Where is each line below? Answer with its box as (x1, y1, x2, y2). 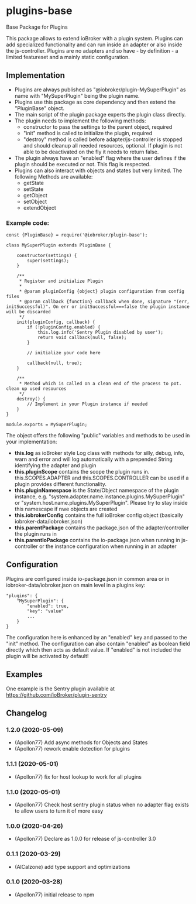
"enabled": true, (27, 603, 69, 609)
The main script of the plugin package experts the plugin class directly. (14, 111, 186, 118)
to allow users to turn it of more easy (14, 807, 104, 814)
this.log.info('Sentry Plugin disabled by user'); (37, 330, 164, 335)
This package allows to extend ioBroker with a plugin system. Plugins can (6, 35, 183, 42)
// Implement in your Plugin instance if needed (27, 401, 148, 408)
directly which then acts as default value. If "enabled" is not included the (6, 646, 181, 653)
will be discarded (6, 309, 51, 315)
